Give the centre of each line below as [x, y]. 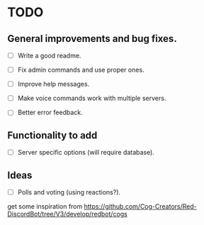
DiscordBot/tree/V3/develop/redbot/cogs [67, 214]
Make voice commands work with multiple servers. [92, 98]
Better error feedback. [50, 112]
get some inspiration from [45, 207]
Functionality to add [52, 135]
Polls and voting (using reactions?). [69, 192]
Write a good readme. [49, 55]
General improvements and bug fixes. [92, 39]
